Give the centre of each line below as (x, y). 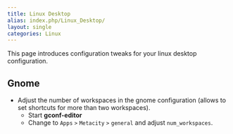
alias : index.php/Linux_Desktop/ (56, 20)
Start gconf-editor (55, 115)
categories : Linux (34, 33)
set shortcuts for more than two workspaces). (84, 108)
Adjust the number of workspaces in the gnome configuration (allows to (122, 100)
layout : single (30, 27)
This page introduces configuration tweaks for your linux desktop (102, 54)
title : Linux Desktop (39, 14)
